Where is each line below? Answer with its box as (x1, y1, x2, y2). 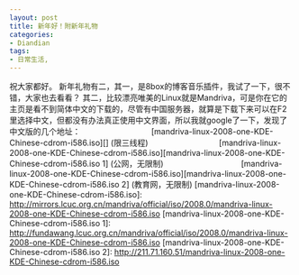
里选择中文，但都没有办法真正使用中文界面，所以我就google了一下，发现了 (9, 115, 288, 125)
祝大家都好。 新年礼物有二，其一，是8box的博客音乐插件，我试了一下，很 (9, 81, 283, 91)
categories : (9, 30, 54, 39)
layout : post (9, 13, 59, 23)
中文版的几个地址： (9, 126, 81, 136)
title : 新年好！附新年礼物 (9, 22, 99, 31)
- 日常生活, (9, 55, 50, 64)
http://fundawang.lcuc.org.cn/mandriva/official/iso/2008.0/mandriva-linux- (9, 227, 288, 238)
